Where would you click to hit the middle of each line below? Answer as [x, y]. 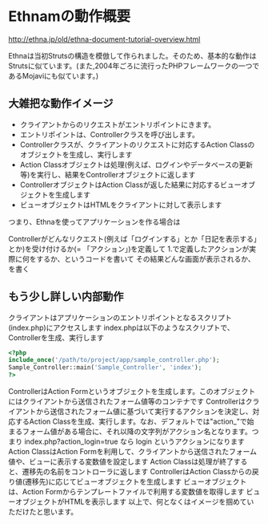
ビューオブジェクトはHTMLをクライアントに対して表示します [121, 205]
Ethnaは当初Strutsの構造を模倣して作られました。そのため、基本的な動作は [132, 55]
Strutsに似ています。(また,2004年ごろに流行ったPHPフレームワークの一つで [134, 66]
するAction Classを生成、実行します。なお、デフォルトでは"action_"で [131, 421]
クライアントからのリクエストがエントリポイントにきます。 [118, 124]
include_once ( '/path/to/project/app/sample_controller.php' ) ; [114, 360]
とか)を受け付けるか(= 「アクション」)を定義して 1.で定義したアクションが [129, 249]
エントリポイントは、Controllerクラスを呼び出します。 [110, 134]
